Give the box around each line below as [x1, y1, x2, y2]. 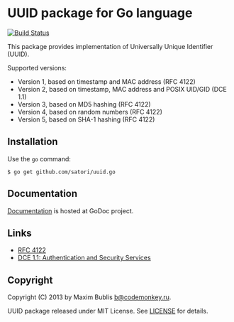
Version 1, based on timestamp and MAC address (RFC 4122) [17, 77, 196, 86]
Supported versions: [7, 63, 67, 72]
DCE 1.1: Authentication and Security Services [17, 254, 151, 262]
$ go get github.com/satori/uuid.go [7, 168, 116, 176]
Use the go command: [7, 154, 71, 163]
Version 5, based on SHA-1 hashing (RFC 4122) [17, 115, 155, 124]
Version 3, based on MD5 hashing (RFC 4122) [17, 100, 151, 108]
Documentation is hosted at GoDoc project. [7, 206, 134, 215]
